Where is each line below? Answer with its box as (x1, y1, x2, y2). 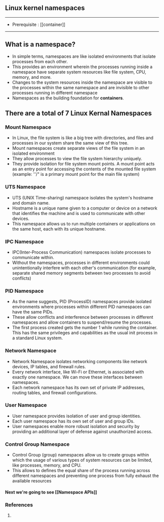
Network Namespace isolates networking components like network (12, 358, 147, 364)
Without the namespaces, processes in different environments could (12, 260, 150, 265)
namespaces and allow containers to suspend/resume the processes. (12, 319, 152, 325)
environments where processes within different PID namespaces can (12, 304, 151, 310)
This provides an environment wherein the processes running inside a (12, 64, 153, 70)
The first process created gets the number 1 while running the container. (12, 325, 158, 331)
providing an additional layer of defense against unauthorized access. (12, 428, 153, 434)
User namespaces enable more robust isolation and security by (12, 423, 140, 429)
